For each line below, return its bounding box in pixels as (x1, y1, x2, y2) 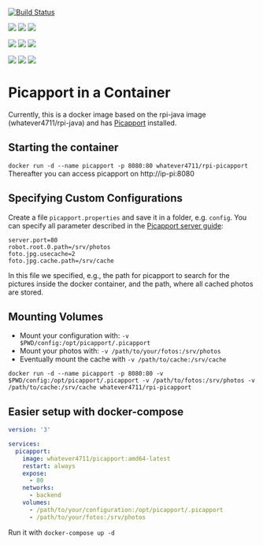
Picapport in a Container (8, 83, 171, 102)
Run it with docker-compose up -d (8, 528, 116, 537)
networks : (22, 484, 55, 492)
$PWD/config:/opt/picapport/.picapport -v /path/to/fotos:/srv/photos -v (8, 376, 256, 385)
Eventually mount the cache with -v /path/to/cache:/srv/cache (19, 354, 227, 364)
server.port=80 (8, 236, 58, 244)
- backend (28, 491, 61, 499)
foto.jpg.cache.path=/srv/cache (8, 257, 114, 265)
